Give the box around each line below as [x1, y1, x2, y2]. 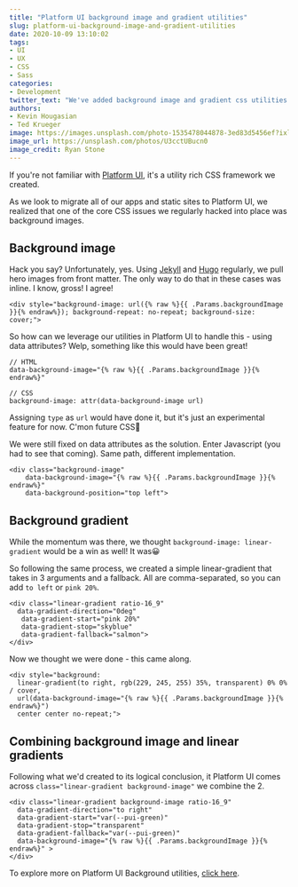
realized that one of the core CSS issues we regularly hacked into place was [9, 205, 287, 216]
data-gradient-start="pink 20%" [20, 614, 141, 624]
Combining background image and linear [9, 733, 239, 748]
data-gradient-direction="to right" [17, 805, 153, 815]
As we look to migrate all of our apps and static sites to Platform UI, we [9, 196, 268, 207]
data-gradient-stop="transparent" [17, 821, 145, 830]
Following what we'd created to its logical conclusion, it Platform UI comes [9, 772, 281, 782]
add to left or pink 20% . [9, 582, 99, 593]
